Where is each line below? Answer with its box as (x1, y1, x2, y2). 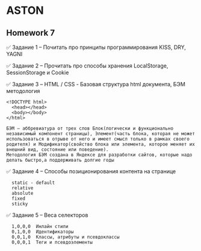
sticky (11, 201, 28, 207)
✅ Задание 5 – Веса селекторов (6, 212, 88, 218)
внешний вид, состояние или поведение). (6, 147, 110, 153)
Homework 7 (6, 28, 55, 38)
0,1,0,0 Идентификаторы (11, 229, 74, 235)
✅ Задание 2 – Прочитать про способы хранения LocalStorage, (6, 62, 169, 69)
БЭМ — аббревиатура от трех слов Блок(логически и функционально (6, 125, 173, 132)
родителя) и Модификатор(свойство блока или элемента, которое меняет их (6, 141, 196, 147)
